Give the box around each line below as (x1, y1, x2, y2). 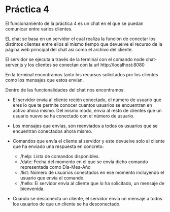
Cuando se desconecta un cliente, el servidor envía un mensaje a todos (12, 195, 162, 201)
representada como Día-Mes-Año (20, 164, 91, 170)
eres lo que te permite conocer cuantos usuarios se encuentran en (12, 102, 152, 108)
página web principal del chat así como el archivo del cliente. (5, 46, 133, 52)
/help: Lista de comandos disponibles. (20, 153, 100, 159)
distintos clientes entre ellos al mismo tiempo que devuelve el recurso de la (5, 41, 162, 47)
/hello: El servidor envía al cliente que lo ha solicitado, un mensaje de (20, 180, 165, 186)
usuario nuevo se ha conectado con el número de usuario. (12, 113, 135, 119)
